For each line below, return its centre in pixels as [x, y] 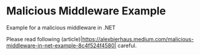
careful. [127, 45]
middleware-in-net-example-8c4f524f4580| [61, 45]
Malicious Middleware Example [86, 11]
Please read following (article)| [44, 39]
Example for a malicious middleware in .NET [61, 27]
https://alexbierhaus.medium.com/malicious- [138, 39]
